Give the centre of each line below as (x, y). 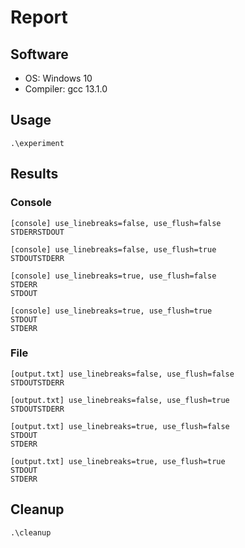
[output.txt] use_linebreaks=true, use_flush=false (120, 426)
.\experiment (37, 143)
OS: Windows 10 (58, 78)
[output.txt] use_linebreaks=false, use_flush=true (120, 400)
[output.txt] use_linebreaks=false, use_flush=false (122, 374)
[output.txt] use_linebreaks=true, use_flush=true (118, 461)
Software (39, 54)
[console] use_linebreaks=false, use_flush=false (116, 223)
